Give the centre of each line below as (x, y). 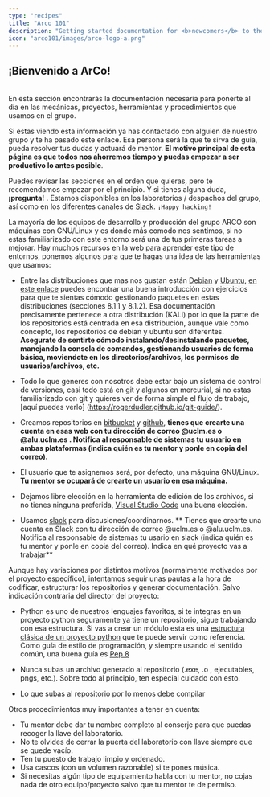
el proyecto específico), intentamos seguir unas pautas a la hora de (120, 578)
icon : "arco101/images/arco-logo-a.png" (77, 38)
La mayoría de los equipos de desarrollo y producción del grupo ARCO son (132, 223)
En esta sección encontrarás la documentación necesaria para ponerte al (129, 99)
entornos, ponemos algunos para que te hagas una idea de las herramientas (135, 256)
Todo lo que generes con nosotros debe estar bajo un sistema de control (140, 382)
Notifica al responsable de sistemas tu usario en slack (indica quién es (137, 537)
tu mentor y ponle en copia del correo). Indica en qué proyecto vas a (133, 546)
